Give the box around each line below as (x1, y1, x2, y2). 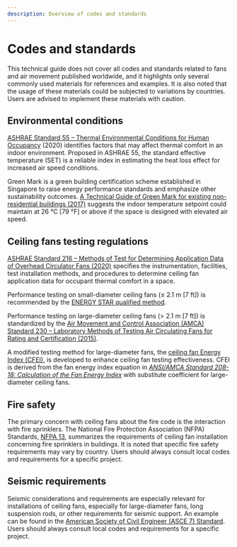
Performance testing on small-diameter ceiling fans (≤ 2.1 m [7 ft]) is (7, 291, 207, 299)
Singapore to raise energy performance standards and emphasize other (7, 185, 216, 193)
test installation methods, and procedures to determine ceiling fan (7, 270, 200, 278)
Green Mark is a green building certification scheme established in (7, 178, 202, 186)
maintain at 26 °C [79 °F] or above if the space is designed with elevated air (7, 207, 229, 216)
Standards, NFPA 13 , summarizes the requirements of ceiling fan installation (7, 432, 228, 441)
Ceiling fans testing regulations (7, 235, 149, 248)
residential (7, 200, 38, 209)
